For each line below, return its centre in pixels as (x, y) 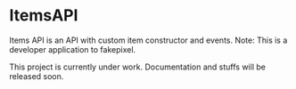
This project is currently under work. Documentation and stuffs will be (137, 67)
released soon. (37, 76)
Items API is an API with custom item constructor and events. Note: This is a (148, 40)
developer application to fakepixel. (73, 49)
